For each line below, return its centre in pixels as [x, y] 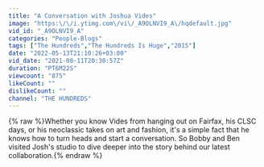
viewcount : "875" [37, 76]
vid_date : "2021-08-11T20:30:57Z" [66, 61]
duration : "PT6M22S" [43, 69]
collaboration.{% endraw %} [56, 156]
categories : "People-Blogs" [56, 38]
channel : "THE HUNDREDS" [50, 98]
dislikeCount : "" [37, 91]
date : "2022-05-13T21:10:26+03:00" [68, 53]
